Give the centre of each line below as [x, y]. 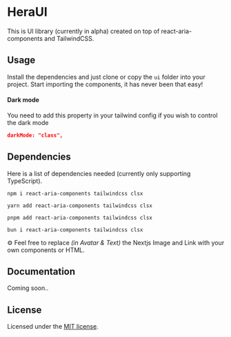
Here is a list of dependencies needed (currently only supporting [99, 173]
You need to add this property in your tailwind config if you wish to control [113, 115]
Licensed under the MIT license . [53, 327]
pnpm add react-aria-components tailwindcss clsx [80, 218]
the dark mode [28, 122]
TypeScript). [25, 181]
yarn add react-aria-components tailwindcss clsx [80, 205]
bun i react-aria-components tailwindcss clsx [75, 230]
